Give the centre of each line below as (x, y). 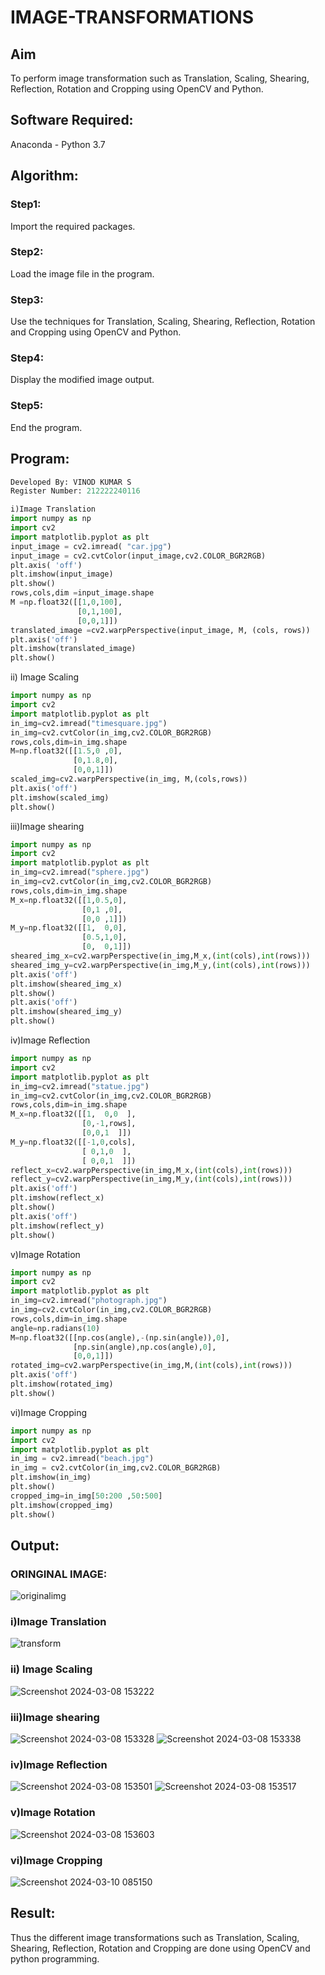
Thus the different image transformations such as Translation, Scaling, (155, 1937)
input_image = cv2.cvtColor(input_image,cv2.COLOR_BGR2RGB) (138, 556)
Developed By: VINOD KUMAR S (71, 482)
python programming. (55, 1958)
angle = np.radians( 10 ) (55, 1328)
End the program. (46, 427)
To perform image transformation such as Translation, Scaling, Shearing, (160, 78)
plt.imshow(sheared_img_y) (66, 1012)
